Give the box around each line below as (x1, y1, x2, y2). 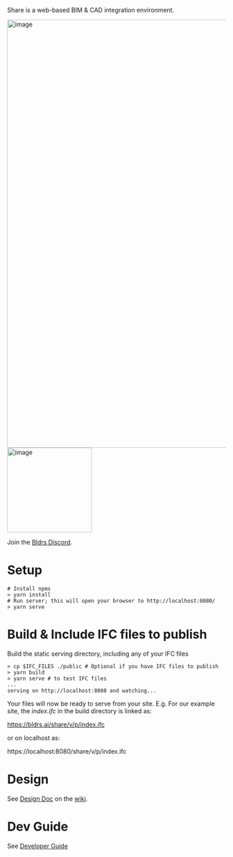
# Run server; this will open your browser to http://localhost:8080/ (7, 597, 216, 604)
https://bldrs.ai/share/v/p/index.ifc (7, 720, 105, 729)
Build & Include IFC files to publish (7, 626, 207, 642)
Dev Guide (7, 819, 69, 834)
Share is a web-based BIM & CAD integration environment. (7, 6, 175, 14)
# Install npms (7, 585, 51, 592)
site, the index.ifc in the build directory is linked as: (7, 706, 153, 715)
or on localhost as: (7, 733, 60, 742)
